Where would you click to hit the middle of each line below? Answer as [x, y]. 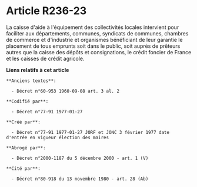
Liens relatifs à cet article [38, 70]
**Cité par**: [24, 168]
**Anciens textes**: [31, 81]
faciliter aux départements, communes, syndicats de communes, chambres [97, 33]
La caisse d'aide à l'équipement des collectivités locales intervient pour [93, 27]
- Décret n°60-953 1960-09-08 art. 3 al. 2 [65, 91]
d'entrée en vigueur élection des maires [58, 137]
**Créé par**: [24, 122]
